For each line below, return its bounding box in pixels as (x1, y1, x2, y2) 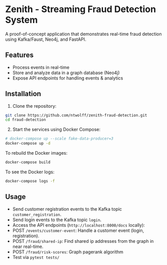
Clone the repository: (12, 103, 57, 109)
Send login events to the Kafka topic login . (12, 217, 102, 223)
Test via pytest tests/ (12, 254, 59, 260)
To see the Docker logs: (5, 169, 54, 175)
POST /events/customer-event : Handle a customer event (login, (12, 227, 144, 233)
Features (5, 51, 34, 59)
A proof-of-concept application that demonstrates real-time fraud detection (5, 31, 162, 37)
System (5, 14, 38, 26)
